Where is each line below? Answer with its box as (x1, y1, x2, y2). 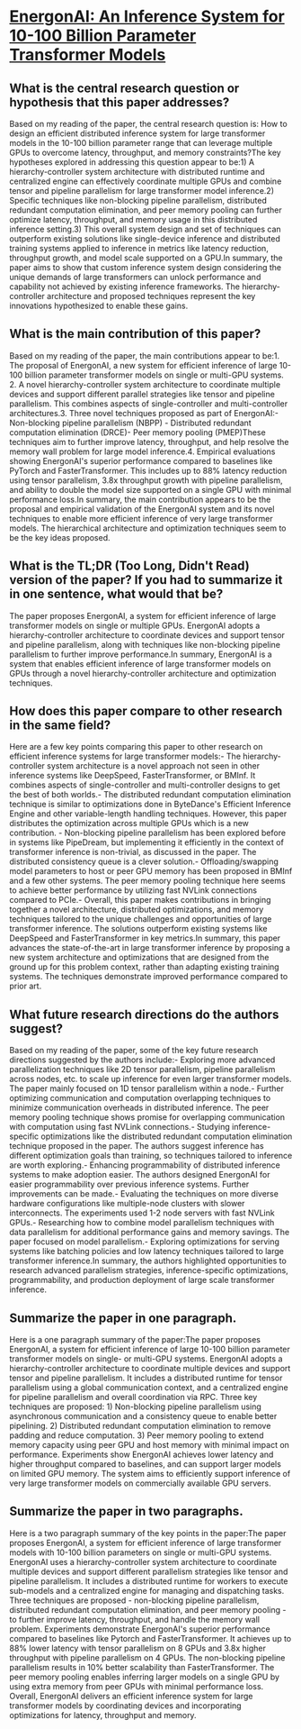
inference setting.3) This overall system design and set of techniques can (9, 223, 281, 234)
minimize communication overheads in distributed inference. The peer (9, 1102, 270, 1114)
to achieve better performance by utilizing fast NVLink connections (9, 885, 258, 896)
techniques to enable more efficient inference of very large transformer (9, 513, 273, 523)
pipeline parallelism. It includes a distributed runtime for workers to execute (9, 1575, 289, 1587)
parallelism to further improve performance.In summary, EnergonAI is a (9, 649, 272, 660)
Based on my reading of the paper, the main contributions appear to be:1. (9, 350, 280, 361)
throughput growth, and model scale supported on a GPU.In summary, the (9, 252, 283, 263)
